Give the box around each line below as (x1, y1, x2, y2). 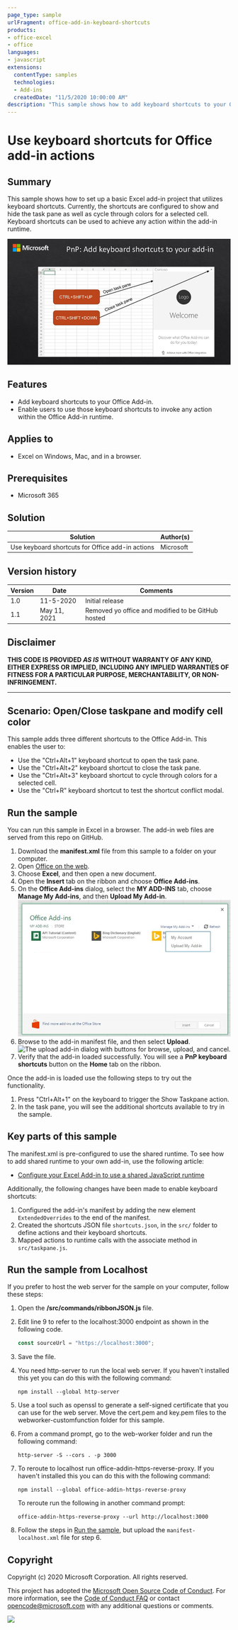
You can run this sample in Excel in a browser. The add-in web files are (7, 826, 215, 834)
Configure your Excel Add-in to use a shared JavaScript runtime (17, 1171, 205, 1179)
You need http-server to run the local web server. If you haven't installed (17, 1366, 229, 1375)
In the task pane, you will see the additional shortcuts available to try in (17, 1103, 225, 1111)
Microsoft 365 (17, 491, 59, 500)
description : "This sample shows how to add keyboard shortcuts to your (7, 101, 227, 108)
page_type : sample (7, 11, 62, 18)
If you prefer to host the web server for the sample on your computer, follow (7, 1283, 229, 1291)
